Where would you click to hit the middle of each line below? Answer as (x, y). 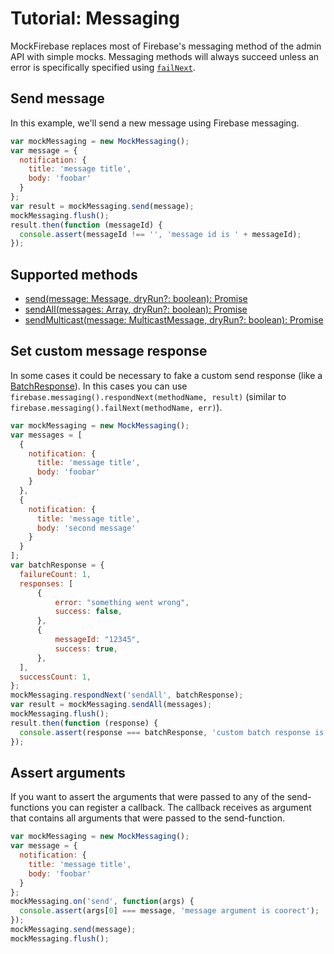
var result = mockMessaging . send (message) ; (102, 206)
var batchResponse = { (57, 565)
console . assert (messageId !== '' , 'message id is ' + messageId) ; (160, 234)
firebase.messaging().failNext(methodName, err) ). (116, 407)
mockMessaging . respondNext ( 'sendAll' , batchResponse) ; (127, 695)
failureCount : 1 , (55, 574)
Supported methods (74, 274)
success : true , (86, 648)
